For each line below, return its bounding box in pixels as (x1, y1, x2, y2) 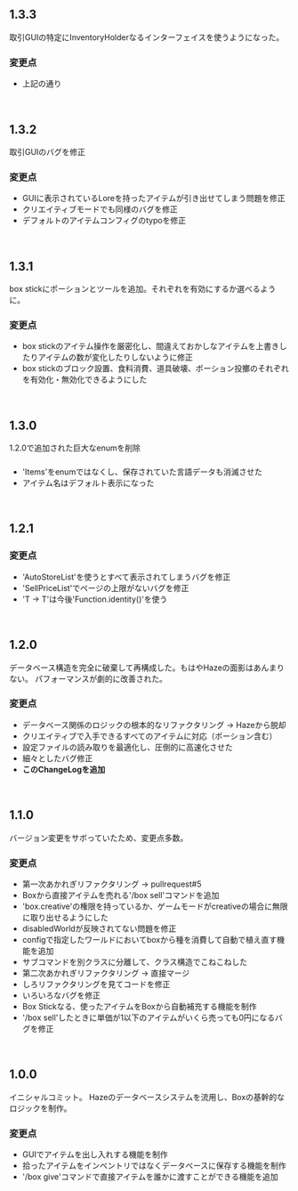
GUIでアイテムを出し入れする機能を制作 (21, 1149, 169, 1160)
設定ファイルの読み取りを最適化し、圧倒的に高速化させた (21, 741, 233, 752)
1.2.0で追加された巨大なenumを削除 (9, 442, 141, 453)
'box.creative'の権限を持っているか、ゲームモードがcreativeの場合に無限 (21, 901, 288, 911)
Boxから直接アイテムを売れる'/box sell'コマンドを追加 (21, 889, 220, 900)
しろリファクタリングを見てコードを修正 (21, 978, 171, 989)
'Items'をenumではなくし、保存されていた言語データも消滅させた (21, 466, 262, 477)
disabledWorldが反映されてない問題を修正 (21, 923, 177, 934)
